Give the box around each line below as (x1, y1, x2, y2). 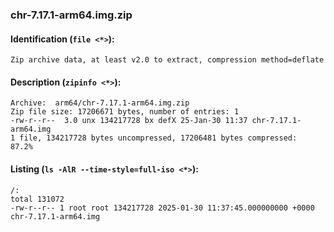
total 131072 (10, 194, 65, 204)
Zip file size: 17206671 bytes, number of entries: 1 (10, 107, 240, 117)
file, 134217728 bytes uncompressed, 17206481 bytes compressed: (19, 133, 298, 143)
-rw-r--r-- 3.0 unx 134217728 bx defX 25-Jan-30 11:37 (10, 116, 248, 126)
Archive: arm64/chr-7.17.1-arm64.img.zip (10, 98, 190, 108)
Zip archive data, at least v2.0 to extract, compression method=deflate (10, 55, 325, 65)
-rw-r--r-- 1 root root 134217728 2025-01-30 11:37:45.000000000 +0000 (10, 203, 315, 213)
